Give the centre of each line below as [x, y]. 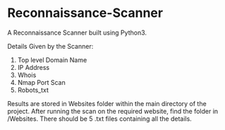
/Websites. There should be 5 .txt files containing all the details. [99, 119]
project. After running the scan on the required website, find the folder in [113, 111]
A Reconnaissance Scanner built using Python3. [77, 32]
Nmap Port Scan [41, 82]
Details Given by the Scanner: [50, 46]
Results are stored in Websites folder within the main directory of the [107, 103]
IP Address [34, 67]
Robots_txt [33, 90]
